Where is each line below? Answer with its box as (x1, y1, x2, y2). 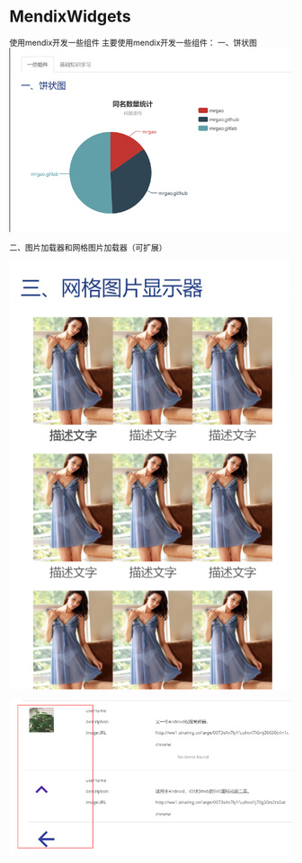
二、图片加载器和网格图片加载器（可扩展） (9, 242, 167, 253)
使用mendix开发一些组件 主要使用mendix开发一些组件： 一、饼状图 (9, 37, 258, 48)
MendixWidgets (9, 6, 132, 27)
